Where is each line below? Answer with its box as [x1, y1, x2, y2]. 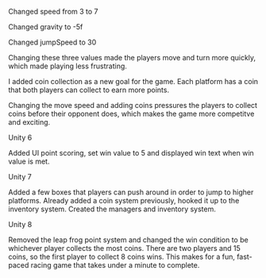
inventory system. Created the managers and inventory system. [8, 204, 217, 214]
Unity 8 [8, 220, 33, 229]
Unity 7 [8, 172, 32, 181]
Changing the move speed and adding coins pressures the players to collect [8, 101, 258, 110]
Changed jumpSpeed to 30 [8, 37, 97, 47]
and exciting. [8, 118, 51, 126]
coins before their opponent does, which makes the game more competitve [8, 109, 255, 118]
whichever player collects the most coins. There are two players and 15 [8, 244, 241, 253]
